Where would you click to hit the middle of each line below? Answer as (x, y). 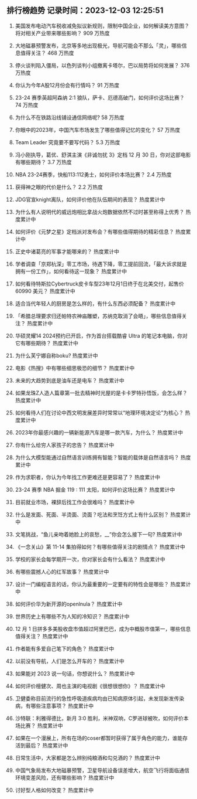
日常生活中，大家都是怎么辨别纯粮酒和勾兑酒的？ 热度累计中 (87, 757)
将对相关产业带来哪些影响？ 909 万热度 (62, 33)
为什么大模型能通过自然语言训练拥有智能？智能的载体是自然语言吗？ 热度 (103, 457)
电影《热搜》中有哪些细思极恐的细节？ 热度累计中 (75, 368)
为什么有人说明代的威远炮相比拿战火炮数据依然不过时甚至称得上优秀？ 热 (103, 212)
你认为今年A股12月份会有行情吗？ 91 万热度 (67, 85)
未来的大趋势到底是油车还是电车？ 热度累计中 (70, 380)
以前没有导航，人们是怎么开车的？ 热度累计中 (70, 661)
